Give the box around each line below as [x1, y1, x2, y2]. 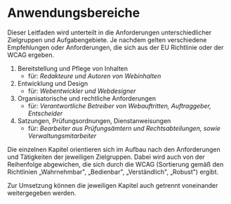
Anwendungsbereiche [7, 5, 140, 21]
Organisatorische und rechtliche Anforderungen [17, 94, 157, 103]
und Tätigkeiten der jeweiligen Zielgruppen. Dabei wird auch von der [7, 153, 205, 161]
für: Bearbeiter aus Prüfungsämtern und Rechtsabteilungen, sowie [27, 124, 221, 132]
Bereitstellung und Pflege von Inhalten [17, 64, 128, 72]
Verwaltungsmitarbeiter [27, 132, 97, 140]
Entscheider [27, 109, 63, 117]
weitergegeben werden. [7, 189, 77, 197]
